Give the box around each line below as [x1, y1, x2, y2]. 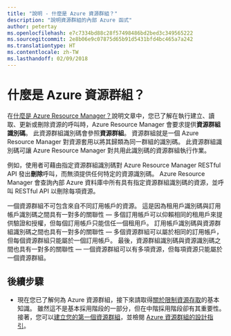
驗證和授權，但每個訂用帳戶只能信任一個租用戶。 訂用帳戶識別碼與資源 [12, 219, 215, 227]
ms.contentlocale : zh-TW [7, 49, 79, 56]
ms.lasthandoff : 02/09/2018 [7, 55, 89, 62]
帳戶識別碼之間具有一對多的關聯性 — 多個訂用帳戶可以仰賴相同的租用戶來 [7, 210, 216, 218]
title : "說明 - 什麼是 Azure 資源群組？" [7, 10, 118, 17]
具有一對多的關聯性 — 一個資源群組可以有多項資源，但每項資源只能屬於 [19, 245, 223, 253]
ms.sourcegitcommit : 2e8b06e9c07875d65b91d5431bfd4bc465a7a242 [7, 36, 194, 43]
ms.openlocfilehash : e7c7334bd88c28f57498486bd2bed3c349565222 [7, 29, 194, 37]
